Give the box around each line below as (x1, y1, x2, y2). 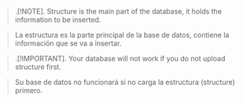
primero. (14, 86, 43, 95)
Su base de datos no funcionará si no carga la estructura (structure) (14, 78, 235, 86)
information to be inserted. (14, 15, 101, 24)
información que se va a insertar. (14, 39, 122, 48)
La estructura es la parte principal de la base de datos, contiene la (14, 31, 230, 39)
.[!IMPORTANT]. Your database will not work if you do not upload (14, 54, 226, 63)
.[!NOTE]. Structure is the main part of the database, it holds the (14, 7, 222, 16)
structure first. (14, 62, 62, 72)
